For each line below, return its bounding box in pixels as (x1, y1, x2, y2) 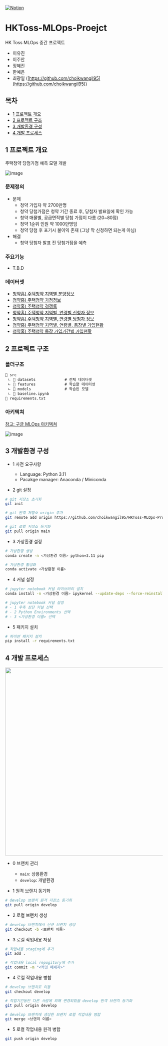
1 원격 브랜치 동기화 (12, 888, 51, 894)
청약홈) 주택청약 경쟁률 (12, 303, 57, 309)
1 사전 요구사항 (12, 461, 41, 467)
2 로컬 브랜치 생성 (12, 912, 47, 918)
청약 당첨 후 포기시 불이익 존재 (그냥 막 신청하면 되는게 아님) (19, 227, 136, 233)
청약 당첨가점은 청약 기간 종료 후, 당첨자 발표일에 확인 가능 (19, 208, 133, 214)
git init (5, 501, 23, 506)
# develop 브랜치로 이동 (5, 985, 51, 990)
